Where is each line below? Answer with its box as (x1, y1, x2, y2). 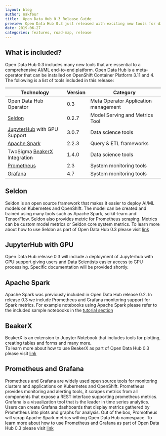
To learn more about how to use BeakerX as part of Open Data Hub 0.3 (5, 345, 150, 351)
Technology (20, 89, 49, 96)
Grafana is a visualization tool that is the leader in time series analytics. (5, 398, 150, 405)
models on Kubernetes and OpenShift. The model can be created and (5, 205, 147, 211)
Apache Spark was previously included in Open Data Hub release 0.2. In (5, 292, 152, 298)
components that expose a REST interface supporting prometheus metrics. (5, 394, 158, 399)
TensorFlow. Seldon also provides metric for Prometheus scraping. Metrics (5, 216, 158, 222)
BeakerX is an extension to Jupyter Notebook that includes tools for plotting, (5, 335, 161, 341)
